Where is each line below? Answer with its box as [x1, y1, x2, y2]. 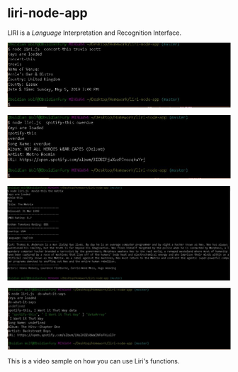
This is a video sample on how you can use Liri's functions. [7, 356, 180, 365]
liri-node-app [7, 5, 88, 21]
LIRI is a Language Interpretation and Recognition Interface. [7, 28, 182, 37]
